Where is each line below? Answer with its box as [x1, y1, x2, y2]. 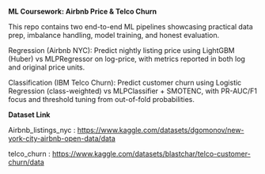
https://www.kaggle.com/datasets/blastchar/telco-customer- [52, 149, 251, 158]
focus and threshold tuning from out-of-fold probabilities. [8, 95, 195, 104]
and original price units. [8, 62, 85, 72]
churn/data [8, 157, 45, 167]
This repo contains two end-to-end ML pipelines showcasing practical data [8, 22, 253, 31]
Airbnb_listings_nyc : [8, 126, 76, 134]
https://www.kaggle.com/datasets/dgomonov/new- [77, 126, 244, 134]
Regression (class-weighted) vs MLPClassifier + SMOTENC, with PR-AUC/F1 [8, 86, 257, 96]
